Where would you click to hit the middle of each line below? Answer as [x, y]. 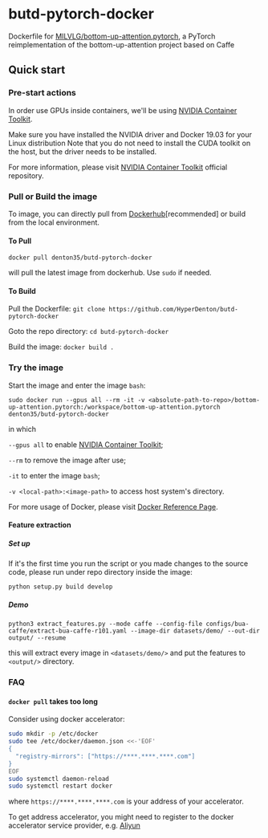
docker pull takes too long [53, 701]
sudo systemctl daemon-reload [59, 779]
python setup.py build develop [61, 587]
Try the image [36, 368]
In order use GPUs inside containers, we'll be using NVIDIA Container [123, 110]
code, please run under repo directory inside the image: [100, 572]
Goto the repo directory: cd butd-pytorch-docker [89, 332]
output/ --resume [37, 638]
